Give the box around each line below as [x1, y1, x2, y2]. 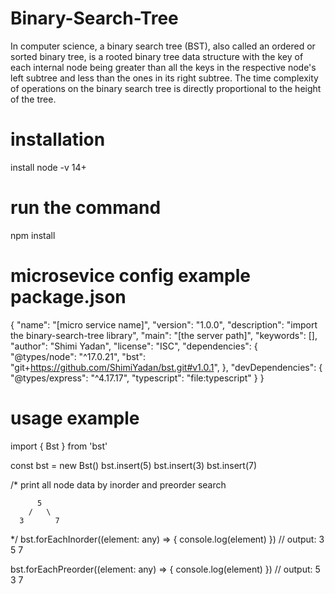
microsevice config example [10, 265, 251, 287]
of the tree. [10, 93, 57, 105]
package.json [10, 286, 127, 308]
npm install [10, 229, 56, 241]
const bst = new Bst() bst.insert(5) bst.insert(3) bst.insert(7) [10, 459, 258, 471]
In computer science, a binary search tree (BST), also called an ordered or [10, 40, 316, 52]
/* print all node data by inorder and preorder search [10, 478, 227, 491]
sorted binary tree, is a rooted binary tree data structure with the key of [10, 50, 304, 62]
